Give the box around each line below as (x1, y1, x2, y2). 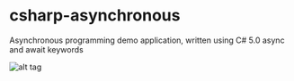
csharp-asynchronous (9, 5, 181, 26)
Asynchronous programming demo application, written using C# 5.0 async (9, 35, 285, 45)
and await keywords (9, 44, 84, 54)
